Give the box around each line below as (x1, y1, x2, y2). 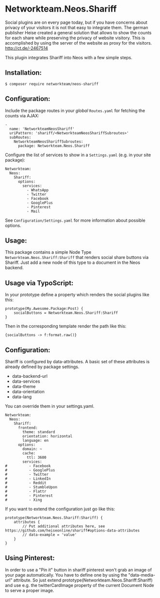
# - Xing (5, 498, 42, 502)
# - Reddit (5, 481, 47, 485)
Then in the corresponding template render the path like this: (5, 323, 127, 329)
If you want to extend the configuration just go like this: (5, 506, 115, 512)
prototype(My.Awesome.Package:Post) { (5, 307, 83, 311)
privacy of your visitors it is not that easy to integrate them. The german (5, 24, 149, 30)
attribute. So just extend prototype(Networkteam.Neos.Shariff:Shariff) (13, 577, 153, 583)
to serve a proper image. (5, 587, 54, 593)
